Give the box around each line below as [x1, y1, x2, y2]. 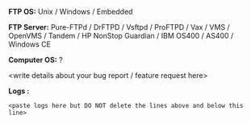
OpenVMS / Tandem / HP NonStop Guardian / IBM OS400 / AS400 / [8, 31, 234, 40]
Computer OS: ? [8, 55, 63, 64]
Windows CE [8, 39, 51, 49]
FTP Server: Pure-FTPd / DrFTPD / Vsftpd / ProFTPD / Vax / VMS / [8, 23, 230, 31]
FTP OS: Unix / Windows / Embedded [8, 7, 133, 16]
